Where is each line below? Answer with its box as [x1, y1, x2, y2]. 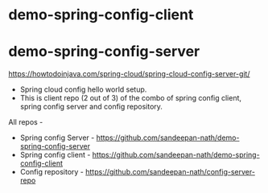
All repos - [8, 117, 43, 127]
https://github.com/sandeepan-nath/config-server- [85, 167, 256, 177]
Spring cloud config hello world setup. [19, 84, 147, 94]
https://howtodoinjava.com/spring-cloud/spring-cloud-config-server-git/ [8, 69, 250, 79]
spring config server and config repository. [19, 102, 163, 112]
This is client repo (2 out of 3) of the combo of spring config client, [19, 93, 242, 103]
